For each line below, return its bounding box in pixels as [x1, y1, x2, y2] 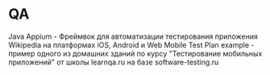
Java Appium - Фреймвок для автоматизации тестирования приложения [8, 31, 258, 41]
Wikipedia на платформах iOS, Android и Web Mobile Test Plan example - [8, 40, 255, 49]
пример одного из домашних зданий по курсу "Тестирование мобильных [8, 48, 263, 58]
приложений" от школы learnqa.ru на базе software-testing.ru [8, 57, 219, 67]
